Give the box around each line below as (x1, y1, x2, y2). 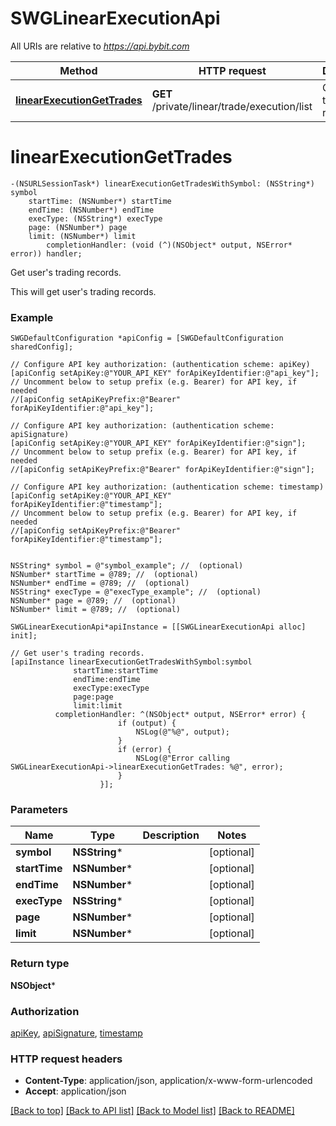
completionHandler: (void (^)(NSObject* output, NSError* (46, 240, 293, 250)
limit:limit (73, 701, 123, 711)
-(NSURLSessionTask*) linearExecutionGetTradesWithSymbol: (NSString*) (10, 178, 315, 189)
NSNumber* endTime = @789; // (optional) (10, 578, 190, 589)
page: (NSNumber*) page (28, 222, 128, 232)
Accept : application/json (24, 1085, 127, 1097)
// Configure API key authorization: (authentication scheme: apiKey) (10, 360, 311, 370)
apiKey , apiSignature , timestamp (10, 1027, 143, 1039)
